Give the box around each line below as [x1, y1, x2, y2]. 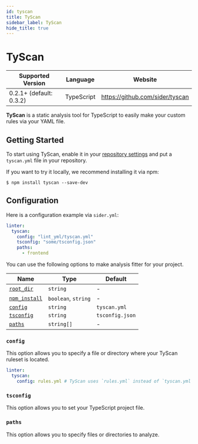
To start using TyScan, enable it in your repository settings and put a [6, 151, 172, 157]
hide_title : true [6, 25, 49, 31]
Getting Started [6, 135, 64, 145]
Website [133, 75, 157, 84]
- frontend [21, 250, 49, 256]
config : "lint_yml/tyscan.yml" [16, 233, 94, 239]
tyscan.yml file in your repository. [6, 157, 87, 164]
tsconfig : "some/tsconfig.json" [16, 239, 96, 245]
